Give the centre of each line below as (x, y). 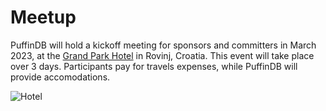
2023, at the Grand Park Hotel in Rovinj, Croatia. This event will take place (162, 55)
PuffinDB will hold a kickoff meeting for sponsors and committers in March (163, 45)
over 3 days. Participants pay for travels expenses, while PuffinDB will (154, 66)
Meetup (43, 17)
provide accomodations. (60, 77)
